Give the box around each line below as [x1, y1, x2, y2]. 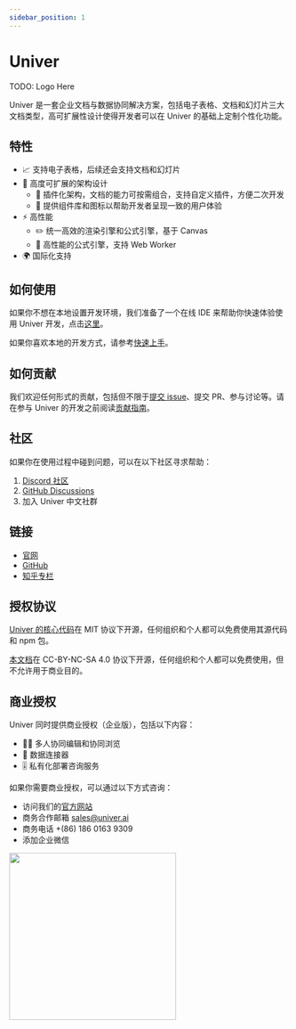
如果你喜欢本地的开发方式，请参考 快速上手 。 [9, 338, 173, 348]
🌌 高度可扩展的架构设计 [21, 178, 108, 189]
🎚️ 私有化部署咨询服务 [21, 761, 100, 772]
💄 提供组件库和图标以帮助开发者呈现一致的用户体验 [35, 200, 222, 211]
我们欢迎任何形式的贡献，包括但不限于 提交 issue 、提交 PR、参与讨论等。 [9, 391, 277, 402]
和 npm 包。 [9, 635, 53, 646]
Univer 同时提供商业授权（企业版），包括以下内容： [9, 719, 196, 731]
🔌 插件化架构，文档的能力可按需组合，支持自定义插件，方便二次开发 [35, 189, 284, 200]
